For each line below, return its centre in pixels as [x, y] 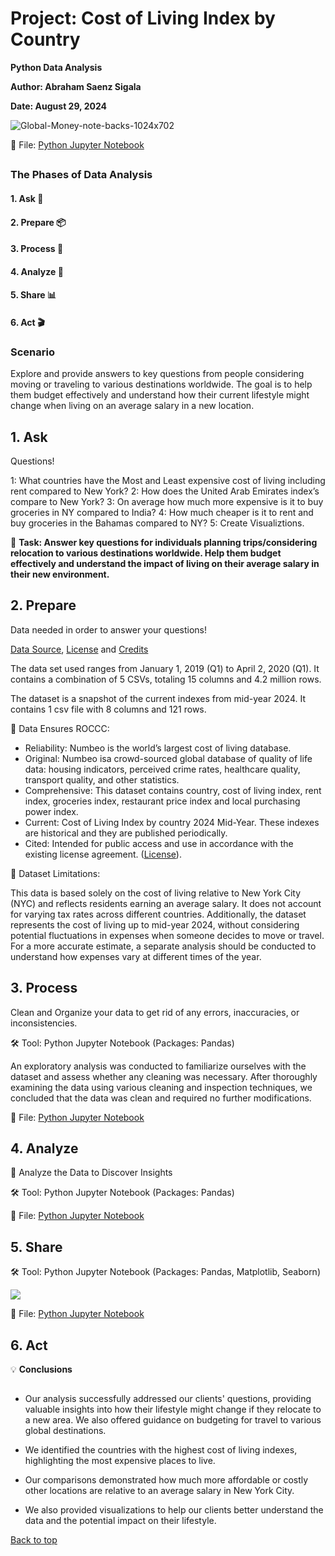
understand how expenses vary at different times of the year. [136, 956]
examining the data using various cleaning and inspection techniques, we [161, 1087]
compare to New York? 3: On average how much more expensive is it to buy [167, 501]
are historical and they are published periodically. [126, 833]
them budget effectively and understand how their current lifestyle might [160, 395]
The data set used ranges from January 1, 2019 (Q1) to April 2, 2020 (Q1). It [165, 668]
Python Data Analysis [56, 67]
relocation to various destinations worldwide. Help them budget [146, 553]
